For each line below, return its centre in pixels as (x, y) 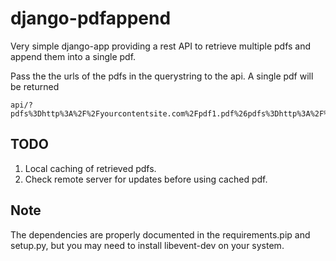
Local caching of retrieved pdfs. (90, 168)
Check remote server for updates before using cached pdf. (146, 179)
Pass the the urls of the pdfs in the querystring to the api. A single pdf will (162, 76)
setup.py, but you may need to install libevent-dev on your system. (147, 245)
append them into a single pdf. (73, 56)
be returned (35, 86)
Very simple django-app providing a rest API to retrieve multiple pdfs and (161, 46)
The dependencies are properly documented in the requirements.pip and (160, 234)
